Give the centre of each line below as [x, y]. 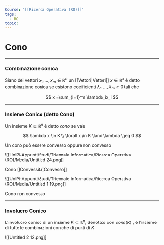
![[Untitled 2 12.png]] [26, 237]
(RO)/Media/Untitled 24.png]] [35, 160]
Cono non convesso [25, 193]
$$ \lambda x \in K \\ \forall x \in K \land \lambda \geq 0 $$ [82, 135]
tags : [10, 14]
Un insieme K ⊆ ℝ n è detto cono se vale [45, 125]
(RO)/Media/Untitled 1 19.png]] [36, 184]
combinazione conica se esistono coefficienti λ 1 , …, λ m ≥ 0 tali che [72, 87]
